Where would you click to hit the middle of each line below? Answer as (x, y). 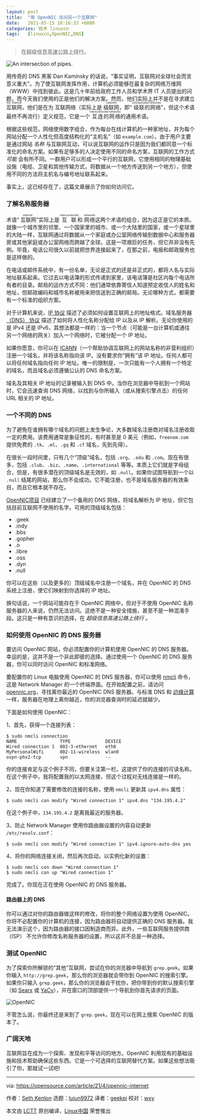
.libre (21, 551)
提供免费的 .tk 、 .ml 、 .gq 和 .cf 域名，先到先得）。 (68, 444)
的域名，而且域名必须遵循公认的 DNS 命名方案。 (66, 371)
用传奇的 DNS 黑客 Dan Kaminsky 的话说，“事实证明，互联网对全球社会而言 (99, 76)
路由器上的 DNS (26, 899)
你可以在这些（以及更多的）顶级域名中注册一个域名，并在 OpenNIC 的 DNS (99, 583)
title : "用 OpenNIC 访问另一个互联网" (52, 17)
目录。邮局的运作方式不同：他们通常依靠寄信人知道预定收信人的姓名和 (108, 285)
